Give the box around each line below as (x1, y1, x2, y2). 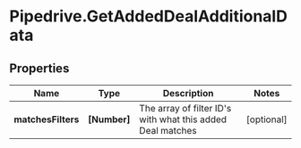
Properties (9, 61, 70, 76)
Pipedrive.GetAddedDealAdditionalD (9, 6, 288, 27)
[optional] (245, 113, 288, 126)
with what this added (138, 113, 227, 126)
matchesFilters (13, 113, 80, 126)
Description (162, 87, 214, 99)
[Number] (88, 113, 131, 126)
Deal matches (138, 125, 197, 136)
